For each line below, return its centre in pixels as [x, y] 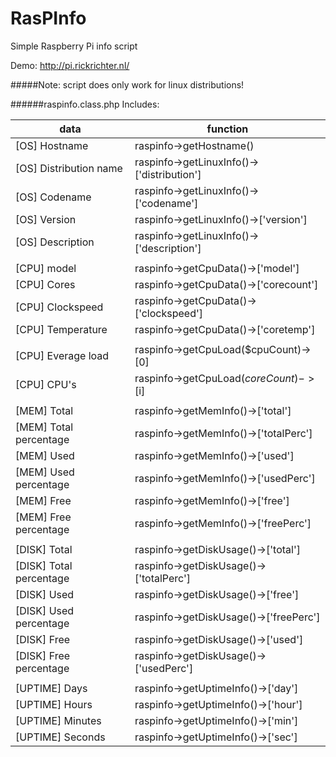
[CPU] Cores [45, 284]
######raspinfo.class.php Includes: [85, 104]
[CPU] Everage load [62, 355]
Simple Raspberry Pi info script [74, 46]
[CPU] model [46, 268]
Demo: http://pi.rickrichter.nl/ [70, 65]
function [227, 129]
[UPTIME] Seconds [60, 737]
